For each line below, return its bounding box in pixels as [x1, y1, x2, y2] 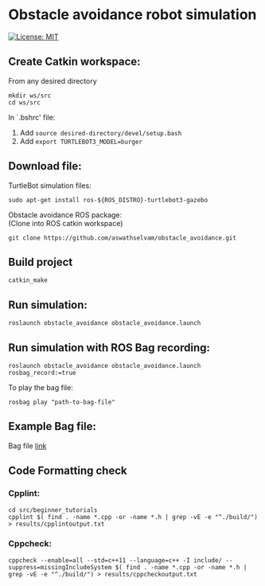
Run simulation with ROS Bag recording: [8, 341, 211, 354]
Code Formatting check [8, 464, 127, 478]
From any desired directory [8, 76, 97, 85]
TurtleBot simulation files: [8, 181, 92, 190]
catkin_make [8, 276, 48, 284]
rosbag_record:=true [8, 369, 77, 377]
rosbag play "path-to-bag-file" [8, 398, 115, 406]
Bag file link [8, 440, 47, 451]
